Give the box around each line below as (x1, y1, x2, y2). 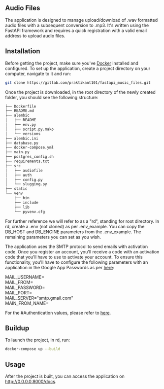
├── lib (14, 205, 30, 210)
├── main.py (5, 150, 30, 155)
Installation (5, 47, 40, 56)
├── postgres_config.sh (5, 154, 54, 159)
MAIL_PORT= (5, 289, 33, 295)
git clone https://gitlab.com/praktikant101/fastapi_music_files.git (5, 80, 151, 85)
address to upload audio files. (5, 33, 66, 38)
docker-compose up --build (5, 347, 61, 352)
